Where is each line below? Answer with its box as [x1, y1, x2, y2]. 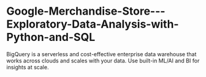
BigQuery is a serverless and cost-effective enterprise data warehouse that [6, 50, 197, 57]
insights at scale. [6, 63, 49, 71]
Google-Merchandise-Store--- [6, 4, 166, 18]
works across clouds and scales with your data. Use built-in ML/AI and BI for [6, 57, 200, 64]
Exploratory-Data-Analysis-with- [6, 17, 179, 31]
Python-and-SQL [6, 31, 96, 44]
